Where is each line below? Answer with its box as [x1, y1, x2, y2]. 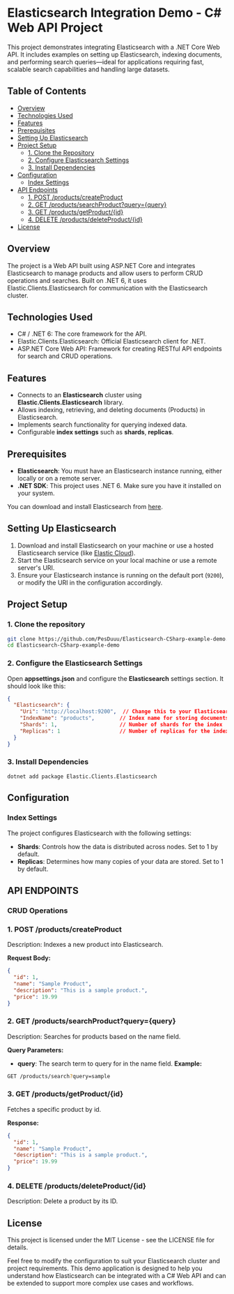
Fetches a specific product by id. [7, 1105, 102, 1113]
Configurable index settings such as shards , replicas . [17, 428, 174, 436]
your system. [17, 489, 55, 497]
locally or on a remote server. [17, 474, 102, 483]
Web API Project [7, 20, 103, 36]
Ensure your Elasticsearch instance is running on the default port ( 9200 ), [17, 571, 224, 579]
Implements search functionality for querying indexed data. [17, 420, 187, 429]
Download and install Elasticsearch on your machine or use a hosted [17, 541, 214, 550]
